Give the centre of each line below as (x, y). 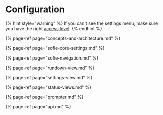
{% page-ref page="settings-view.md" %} (49, 77)
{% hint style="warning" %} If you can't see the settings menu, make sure (82, 23)
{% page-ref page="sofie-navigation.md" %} (52, 58)
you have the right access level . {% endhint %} (54, 28)
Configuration (35, 9)
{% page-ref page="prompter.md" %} (44, 97)
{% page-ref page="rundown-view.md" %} (50, 68)
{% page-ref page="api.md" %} (38, 106)
